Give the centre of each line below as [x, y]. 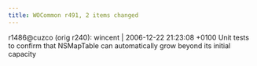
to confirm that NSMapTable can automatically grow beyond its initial [119, 45]
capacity [22, 54]
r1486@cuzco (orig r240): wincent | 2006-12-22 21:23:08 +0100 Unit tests [129, 37]
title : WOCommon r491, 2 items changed [73, 15]
